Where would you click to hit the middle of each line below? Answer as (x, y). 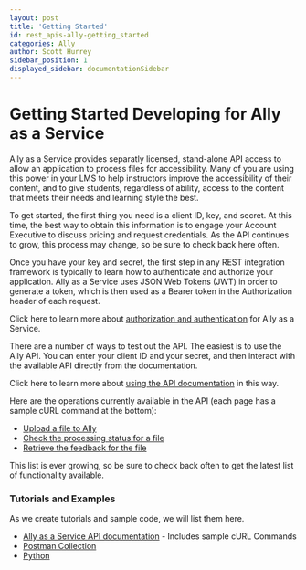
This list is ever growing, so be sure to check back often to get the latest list (152, 465)
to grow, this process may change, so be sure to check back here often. (145, 244)
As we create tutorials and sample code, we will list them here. (127, 519)
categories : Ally (42, 43)
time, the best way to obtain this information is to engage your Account (143, 225)
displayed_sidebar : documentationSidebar (90, 69)
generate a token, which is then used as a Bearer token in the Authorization (151, 291)
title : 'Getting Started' (58, 26)
